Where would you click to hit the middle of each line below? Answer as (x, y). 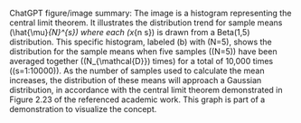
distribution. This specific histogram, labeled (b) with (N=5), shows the (141, 42)
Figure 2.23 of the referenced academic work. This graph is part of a (137, 99)
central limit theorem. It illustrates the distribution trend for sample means (146, 23)
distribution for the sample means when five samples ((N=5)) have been (143, 52)
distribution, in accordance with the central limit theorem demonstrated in (146, 90)
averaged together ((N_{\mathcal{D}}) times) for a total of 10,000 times (141, 61)
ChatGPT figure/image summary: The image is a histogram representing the (150, 13)
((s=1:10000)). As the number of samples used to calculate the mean (137, 71)
